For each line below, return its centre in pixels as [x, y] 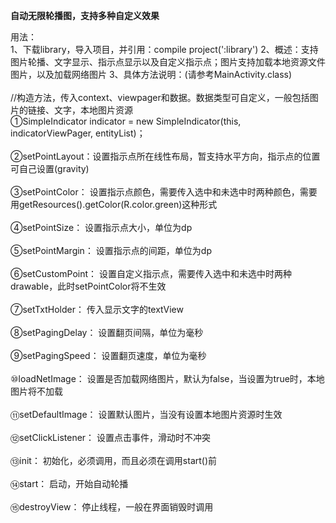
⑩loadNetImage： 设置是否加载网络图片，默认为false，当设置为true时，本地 [167, 378]
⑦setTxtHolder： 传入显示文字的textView [97, 309]
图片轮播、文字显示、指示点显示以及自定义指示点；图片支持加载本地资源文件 [168, 62]
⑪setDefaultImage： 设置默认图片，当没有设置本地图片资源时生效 [146, 414]
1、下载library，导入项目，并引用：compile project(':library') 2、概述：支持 [164, 49]
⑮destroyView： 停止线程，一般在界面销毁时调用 [112, 507]
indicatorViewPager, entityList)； [78, 133]
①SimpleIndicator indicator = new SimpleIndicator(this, [126, 121]
